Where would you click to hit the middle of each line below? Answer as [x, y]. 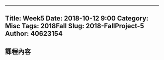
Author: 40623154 [34, 34]
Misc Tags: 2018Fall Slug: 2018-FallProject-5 [75, 26]
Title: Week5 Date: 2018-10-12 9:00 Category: [77, 18]
